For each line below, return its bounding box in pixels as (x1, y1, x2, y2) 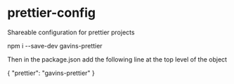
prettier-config (7, 5, 96, 21)
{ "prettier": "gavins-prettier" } (7, 69, 95, 77)
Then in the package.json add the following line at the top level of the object (7, 55, 227, 64)
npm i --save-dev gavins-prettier (7, 41, 103, 50)
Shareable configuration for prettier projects (7, 28, 135, 36)
